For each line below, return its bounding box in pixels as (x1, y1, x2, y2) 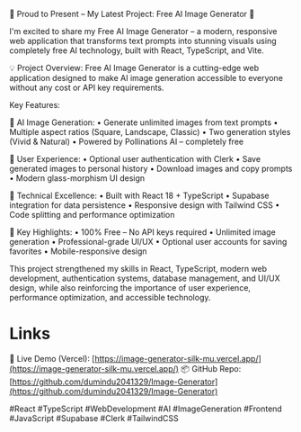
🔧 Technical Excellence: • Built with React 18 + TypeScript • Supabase (9, 190, 270, 201)
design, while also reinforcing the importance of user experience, (9, 283, 252, 292)
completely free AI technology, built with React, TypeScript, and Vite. (9, 45, 265, 56)
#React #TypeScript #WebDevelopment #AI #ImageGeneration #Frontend (9, 403, 283, 414)
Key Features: (9, 100, 60, 110)
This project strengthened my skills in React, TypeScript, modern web (9, 264, 268, 274)
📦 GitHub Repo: (181, 363, 242, 373)
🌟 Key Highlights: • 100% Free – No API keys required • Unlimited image (9, 227, 276, 238)
